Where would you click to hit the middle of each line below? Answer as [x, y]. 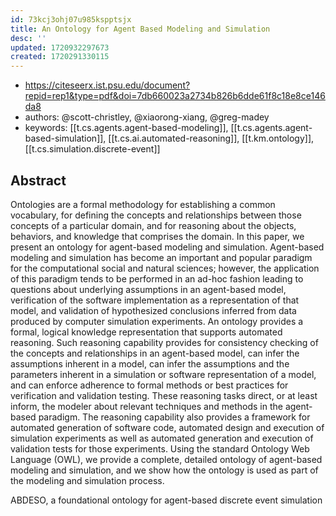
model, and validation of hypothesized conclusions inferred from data [153, 310]
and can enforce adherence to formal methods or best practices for [149, 385]
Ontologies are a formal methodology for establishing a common [143, 204]
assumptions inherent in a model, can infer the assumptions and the [150, 363]
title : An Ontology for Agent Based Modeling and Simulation [140, 29]
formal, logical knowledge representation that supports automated [146, 332]
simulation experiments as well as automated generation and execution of [162, 438]
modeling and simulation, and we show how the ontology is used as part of [164, 470]
